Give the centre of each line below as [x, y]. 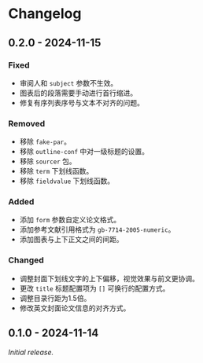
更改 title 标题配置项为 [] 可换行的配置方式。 [94, 288]
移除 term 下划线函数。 [56, 171]
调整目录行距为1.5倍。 [55, 298]
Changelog [45, 14]
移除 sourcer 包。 [48, 161]
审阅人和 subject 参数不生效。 [68, 82]
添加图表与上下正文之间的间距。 [71, 240]
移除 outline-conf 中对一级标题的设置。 [84, 152]
